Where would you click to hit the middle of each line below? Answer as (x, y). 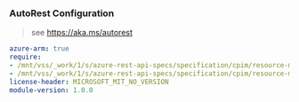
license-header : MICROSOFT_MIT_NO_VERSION (89, 82)
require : (25, 57)
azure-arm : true (39, 49)
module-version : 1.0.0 (51, 90)
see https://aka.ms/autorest (82, 33)
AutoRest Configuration (62, 13)
